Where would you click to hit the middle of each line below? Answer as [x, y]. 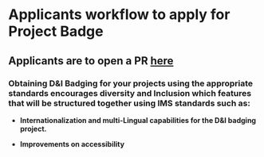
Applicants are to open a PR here [91, 61]
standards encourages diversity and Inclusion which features [130, 93]
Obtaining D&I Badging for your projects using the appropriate [131, 83]
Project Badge [56, 31]
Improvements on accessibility [72, 144]
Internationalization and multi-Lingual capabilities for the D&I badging [138, 120]
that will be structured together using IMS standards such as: [130, 103]
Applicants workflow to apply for [119, 15]
